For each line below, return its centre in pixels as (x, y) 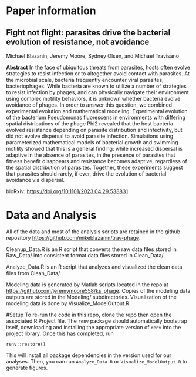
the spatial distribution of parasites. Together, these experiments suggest (94, 167)
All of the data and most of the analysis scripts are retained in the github (93, 232)
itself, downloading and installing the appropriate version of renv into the (94, 327)
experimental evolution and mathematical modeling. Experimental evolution (97, 111)
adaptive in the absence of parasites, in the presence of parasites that (91, 155)
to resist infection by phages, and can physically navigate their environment (97, 92)
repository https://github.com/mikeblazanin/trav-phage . (73, 237)
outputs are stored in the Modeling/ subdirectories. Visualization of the (92, 297)
